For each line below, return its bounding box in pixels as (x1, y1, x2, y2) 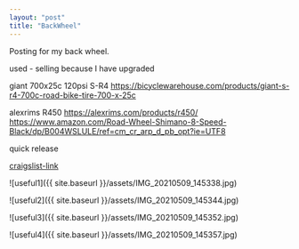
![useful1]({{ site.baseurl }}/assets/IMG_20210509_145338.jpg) (9, 177, 238, 188)
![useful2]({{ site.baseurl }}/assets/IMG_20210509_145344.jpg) (9, 195, 239, 205)
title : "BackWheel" (9, 21, 82, 30)
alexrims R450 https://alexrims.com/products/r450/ (9, 107, 198, 117)
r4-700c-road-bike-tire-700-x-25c (9, 90, 136, 100)
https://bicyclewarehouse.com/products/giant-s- (110, 80, 290, 91)
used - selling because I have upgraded (9, 63, 155, 74)
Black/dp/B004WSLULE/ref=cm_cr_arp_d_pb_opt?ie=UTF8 (9, 125, 226, 136)
